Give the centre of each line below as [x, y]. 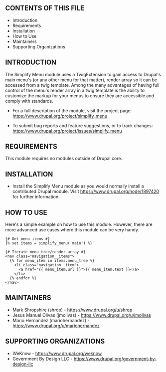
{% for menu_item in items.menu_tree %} [52, 261]
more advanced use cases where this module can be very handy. [72, 230]
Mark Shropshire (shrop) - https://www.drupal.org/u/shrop [72, 310]
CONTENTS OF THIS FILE [45, 8]
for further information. [36, 197]
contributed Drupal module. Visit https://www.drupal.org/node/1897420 [86, 191]
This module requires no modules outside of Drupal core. [64, 159]
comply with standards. [29, 101]
